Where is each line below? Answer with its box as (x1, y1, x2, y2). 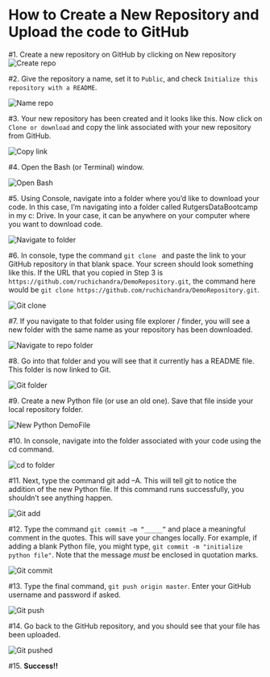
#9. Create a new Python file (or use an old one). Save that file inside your (8, 396, 254, 406)
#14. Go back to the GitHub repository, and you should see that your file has (8, 620, 260, 631)
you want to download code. (8, 219, 103, 229)
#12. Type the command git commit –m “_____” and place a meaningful (8, 524, 246, 534)
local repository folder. (8, 404, 83, 414)
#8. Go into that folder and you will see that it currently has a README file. (8, 355, 255, 365)
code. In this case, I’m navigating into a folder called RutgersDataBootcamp (8, 202, 258, 212)
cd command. (8, 444, 55, 454)
